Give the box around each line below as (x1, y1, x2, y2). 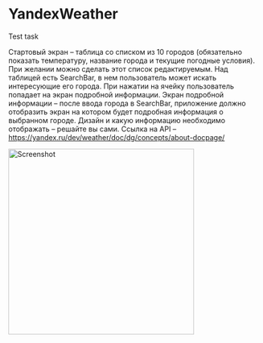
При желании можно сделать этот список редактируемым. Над (8, 64, 228, 73)
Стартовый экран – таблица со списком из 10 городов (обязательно (8, 47, 243, 56)
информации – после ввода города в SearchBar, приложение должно (8, 98, 247, 108)
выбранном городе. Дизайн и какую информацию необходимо (8, 115, 226, 125)
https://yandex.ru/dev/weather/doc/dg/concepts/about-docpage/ (8, 132, 225, 142)
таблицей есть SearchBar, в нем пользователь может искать (8, 72, 217, 82)
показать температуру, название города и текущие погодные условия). (8, 56, 256, 65)
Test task (8, 31, 39, 41)
